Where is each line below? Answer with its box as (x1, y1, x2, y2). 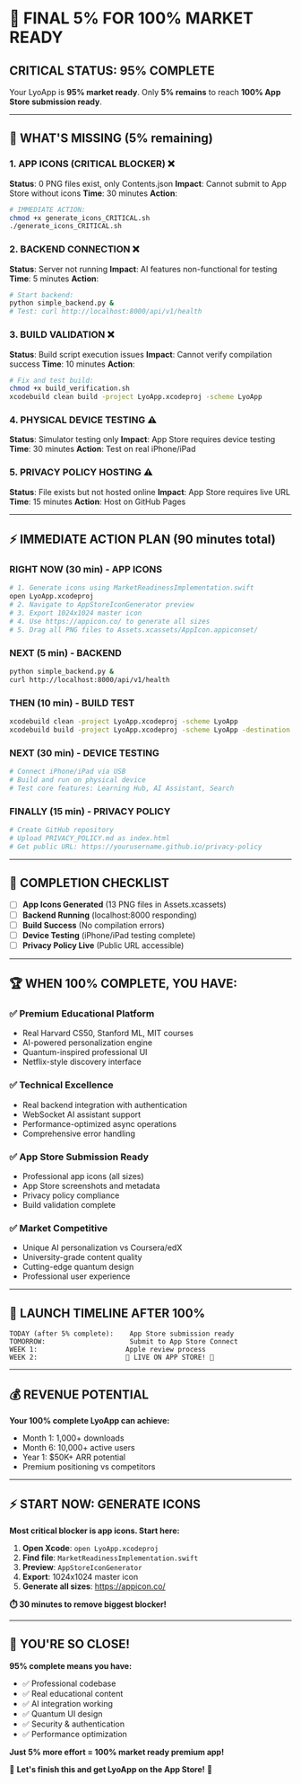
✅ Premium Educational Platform (9, 1007, 155, 1020)
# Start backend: (9, 290, 74, 299)
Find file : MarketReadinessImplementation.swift (21, 1552, 199, 1563)
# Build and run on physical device (9, 775, 146, 785)
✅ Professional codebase (21, 1678, 116, 1689)
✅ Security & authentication (21, 1718, 125, 1729)
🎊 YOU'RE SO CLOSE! (9, 1637, 130, 1652)
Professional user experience (21, 1271, 131, 1282)
